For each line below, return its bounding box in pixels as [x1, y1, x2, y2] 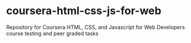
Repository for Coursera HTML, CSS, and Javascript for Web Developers [6, 24, 185, 31]
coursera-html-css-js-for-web [6, 4, 162, 18]
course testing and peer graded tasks [6, 29, 98, 37]
